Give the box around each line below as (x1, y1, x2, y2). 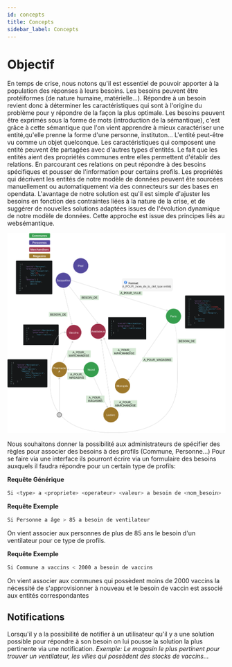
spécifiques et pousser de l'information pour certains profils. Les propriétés (7, 168, 223, 176)
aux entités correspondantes (7, 592, 89, 600)
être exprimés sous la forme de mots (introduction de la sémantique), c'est (7, 116, 220, 125)
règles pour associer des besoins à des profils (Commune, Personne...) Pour (7, 447, 226, 456)
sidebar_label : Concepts (7, 26, 79, 33)
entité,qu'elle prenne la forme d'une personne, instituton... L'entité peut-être (7, 131, 224, 139)
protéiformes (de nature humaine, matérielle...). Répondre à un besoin (7, 94, 206, 103)
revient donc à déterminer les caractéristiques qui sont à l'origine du (7, 101, 202, 110)
